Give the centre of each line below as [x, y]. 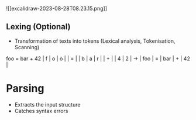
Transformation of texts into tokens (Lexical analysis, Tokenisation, [95, 41]
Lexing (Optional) [38, 27]
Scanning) [27, 47]
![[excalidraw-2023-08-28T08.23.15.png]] [56, 8]
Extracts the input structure [47, 104]
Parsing [25, 88]
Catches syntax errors [41, 111]
